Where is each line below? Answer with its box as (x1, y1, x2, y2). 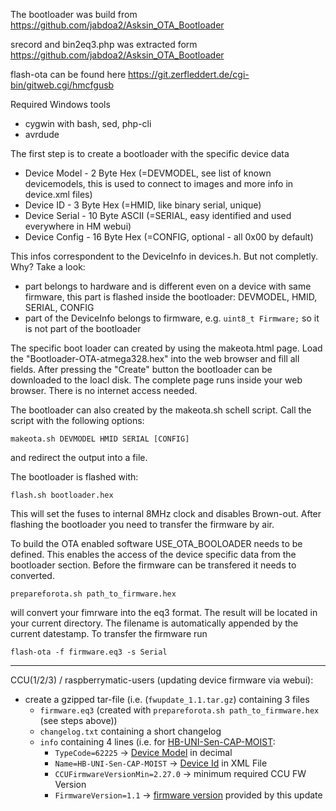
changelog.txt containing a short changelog (39, 725, 222, 737)
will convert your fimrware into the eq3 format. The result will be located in (10, 607, 318, 618)
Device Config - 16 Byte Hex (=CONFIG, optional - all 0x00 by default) (24, 231, 314, 243)
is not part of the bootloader (24, 323, 142, 334)
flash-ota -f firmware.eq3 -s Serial (10, 647, 168, 657)
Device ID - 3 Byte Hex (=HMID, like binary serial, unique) (24, 199, 262, 211)
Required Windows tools (10, 99, 111, 110)
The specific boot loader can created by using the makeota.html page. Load (10, 342, 323, 354)
